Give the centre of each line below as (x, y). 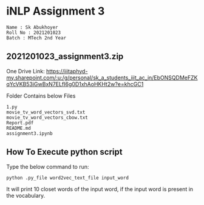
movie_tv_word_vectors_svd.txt (46, 112)
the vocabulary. (26, 195)
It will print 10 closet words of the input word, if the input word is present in (100, 189)
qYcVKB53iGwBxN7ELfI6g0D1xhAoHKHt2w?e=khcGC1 (75, 84)
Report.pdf (20, 123)
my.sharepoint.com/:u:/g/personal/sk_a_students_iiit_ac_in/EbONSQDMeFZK (102, 78)
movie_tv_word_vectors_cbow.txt (47, 117)
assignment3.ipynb (29, 133)
